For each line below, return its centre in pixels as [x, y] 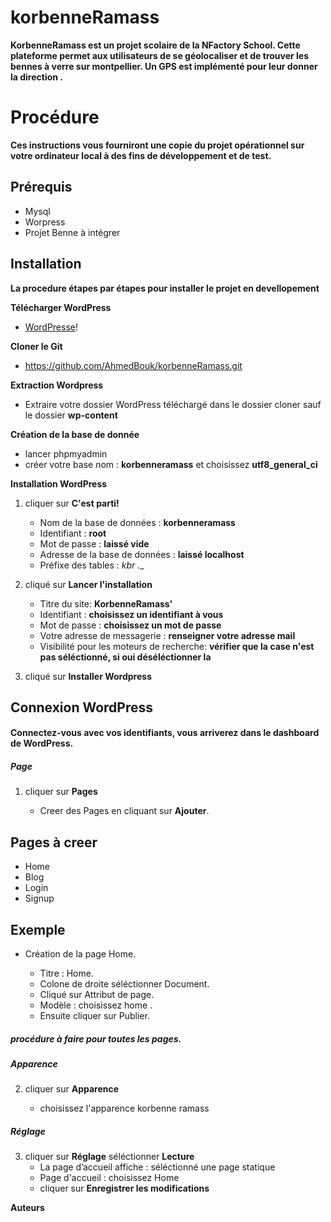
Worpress [45, 222]
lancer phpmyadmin [66, 453]
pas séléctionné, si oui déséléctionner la [125, 657]
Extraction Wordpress [57, 385]
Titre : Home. [66, 973]
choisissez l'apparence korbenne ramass [124, 1108]
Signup [39, 898]
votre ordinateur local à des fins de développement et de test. [141, 155]
